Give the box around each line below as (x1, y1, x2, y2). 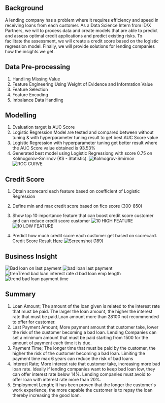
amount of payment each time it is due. (12, 340, 92, 346)
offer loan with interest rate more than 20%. (12, 376, 101, 382)
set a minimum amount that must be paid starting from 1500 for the (12, 334, 149, 340)
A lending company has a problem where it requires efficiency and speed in (5, 17, 159, 23)
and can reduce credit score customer (12, 218, 90, 224)
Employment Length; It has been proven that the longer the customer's (12, 382, 156, 388)
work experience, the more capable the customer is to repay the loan (12, 387, 153, 393)
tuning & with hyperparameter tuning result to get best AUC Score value (12, 135, 159, 141)
